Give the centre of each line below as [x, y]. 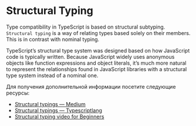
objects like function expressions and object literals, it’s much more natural [96, 63]
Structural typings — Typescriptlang [58, 110]
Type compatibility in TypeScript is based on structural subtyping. [86, 27]
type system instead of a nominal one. [52, 75]
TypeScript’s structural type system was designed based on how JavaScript [98, 50]
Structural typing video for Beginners [59, 116]
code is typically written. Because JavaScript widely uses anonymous [90, 57]
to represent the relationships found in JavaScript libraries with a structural [97, 69]
